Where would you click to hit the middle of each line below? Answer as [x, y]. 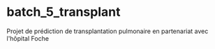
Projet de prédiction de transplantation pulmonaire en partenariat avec [107, 31]
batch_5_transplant [64, 12]
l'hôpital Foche [28, 38]
